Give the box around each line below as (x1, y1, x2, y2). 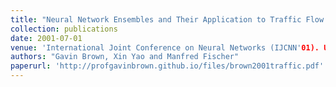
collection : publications (10, 24, 118, 34)
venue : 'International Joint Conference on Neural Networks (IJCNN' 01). (10, 42, 320, 53)
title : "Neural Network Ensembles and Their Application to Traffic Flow (10, 14, 325, 25)
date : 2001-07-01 (10, 33, 83, 43)
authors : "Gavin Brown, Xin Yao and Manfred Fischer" (10, 52, 240, 62)
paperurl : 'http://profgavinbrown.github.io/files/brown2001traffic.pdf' (10, 61, 325, 71)
